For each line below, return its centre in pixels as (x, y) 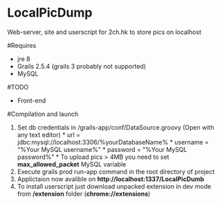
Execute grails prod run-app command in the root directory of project (116, 171)
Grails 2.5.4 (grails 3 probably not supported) (82, 66)
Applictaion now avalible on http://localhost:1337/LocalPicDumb (111, 179)
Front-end (31, 100)
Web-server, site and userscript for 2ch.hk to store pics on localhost (104, 32)
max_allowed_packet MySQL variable (72, 164)
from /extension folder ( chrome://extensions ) (84, 194)
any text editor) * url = (49, 135)
